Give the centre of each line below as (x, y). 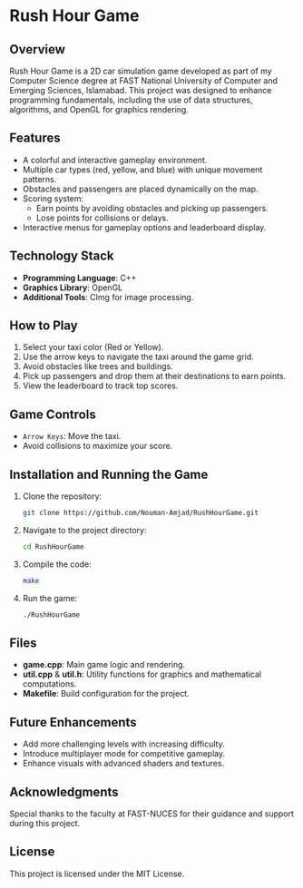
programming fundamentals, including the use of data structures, (131, 100)
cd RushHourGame (53, 546)
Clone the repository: (62, 496)
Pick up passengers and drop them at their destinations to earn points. (154, 376)
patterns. (39, 179)
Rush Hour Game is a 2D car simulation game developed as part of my (141, 71)
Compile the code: (57, 564)
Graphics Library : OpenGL (73, 288)
